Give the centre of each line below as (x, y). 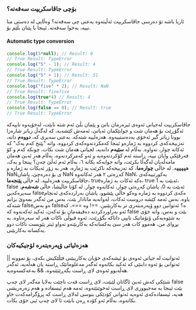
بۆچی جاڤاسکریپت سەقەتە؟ (41, 9)
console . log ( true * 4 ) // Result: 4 (49, 97)
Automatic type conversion (41, 41)
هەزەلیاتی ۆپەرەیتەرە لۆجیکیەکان (48, 245)
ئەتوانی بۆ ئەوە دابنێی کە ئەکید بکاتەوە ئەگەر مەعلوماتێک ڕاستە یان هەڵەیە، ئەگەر (93, 264)
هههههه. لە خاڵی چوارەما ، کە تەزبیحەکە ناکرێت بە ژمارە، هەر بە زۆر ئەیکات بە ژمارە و (98, 168)
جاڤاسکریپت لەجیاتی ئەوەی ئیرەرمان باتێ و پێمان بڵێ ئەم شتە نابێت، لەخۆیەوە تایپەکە (99, 124)
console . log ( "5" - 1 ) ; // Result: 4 (51, 64)
